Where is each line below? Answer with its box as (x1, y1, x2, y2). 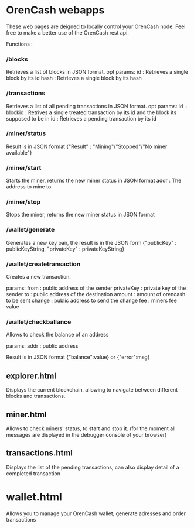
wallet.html (6, 490, 63, 503)
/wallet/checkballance (6, 317, 72, 325)
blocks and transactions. (6, 393, 66, 400)
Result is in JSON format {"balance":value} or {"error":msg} (6, 354, 150, 361)
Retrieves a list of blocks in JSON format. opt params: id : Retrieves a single (6, 68, 189, 76)
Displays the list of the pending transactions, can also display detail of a (6, 464, 180, 471)
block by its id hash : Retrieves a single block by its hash (6, 74, 142, 82)
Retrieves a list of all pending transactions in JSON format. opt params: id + (6, 102, 188, 109)
